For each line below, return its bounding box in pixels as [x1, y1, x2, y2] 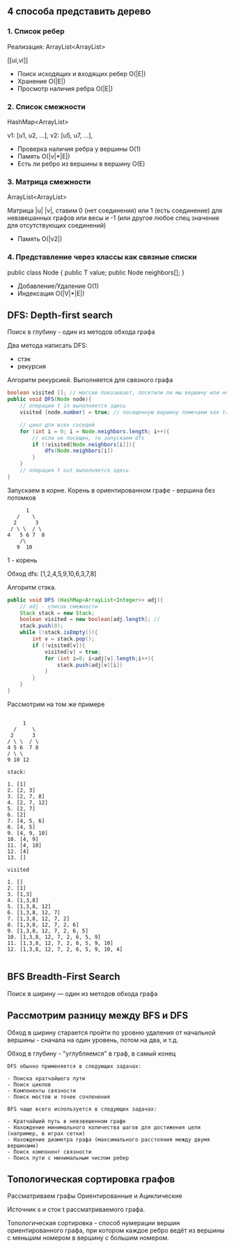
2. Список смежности [7, 101, 86, 111]
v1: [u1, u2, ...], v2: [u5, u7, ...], [7, 131, 93, 139]
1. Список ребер [7, 27, 65, 36]
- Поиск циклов [7, 1081, 52, 1088]
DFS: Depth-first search [7, 309, 114, 321]
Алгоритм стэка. [7, 583, 57, 591]
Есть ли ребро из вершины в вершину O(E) [17, 159, 146, 168]
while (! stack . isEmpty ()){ [19, 629, 98, 636]
